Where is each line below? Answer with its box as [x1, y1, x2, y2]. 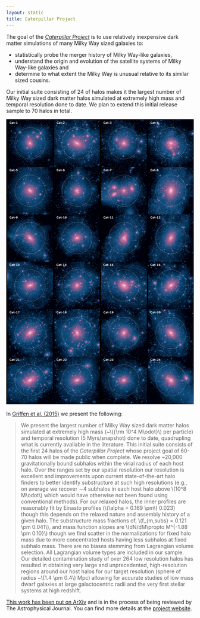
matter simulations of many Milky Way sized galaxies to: [6, 39, 144, 47]
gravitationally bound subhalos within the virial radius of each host [20, 460, 184, 467]
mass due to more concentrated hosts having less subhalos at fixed [20, 536, 187, 543]
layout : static [6, 10, 44, 16]
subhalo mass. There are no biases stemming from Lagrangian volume [20, 542, 194, 549]
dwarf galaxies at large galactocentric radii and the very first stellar [20, 580, 186, 588]
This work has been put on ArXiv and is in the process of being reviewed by [6, 598, 192, 605]
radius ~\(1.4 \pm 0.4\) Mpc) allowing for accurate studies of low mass [20, 574, 194, 581]
